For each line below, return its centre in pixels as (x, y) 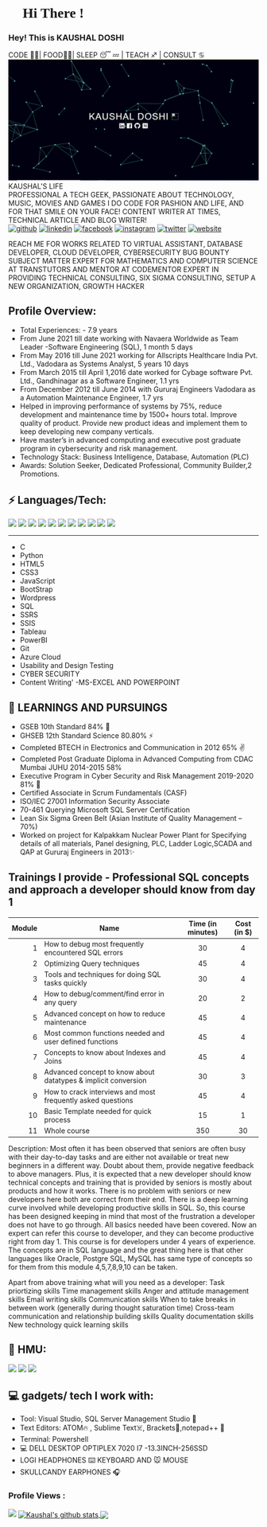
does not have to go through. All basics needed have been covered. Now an (132, 1224)
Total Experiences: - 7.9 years (68, 330)
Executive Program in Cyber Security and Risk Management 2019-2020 (137, 776)
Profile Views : (37, 1496)
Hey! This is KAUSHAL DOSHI (66, 38)
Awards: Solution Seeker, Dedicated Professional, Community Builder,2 (135, 466)
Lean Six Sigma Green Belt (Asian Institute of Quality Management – (131, 818)
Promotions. (39, 474)
